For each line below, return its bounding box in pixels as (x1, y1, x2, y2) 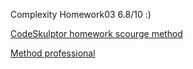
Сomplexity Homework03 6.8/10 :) (10, 9, 152, 20)
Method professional (10, 47, 96, 59)
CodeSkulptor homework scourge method (10, 28, 183, 39)
